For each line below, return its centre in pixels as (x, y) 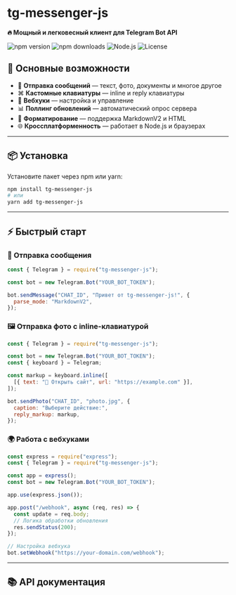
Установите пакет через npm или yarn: (65, 176)
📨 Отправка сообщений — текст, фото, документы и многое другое (120, 85)
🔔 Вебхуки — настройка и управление (76, 100)
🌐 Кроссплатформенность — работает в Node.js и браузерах (111, 126)
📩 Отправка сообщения (50, 255)
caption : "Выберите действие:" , (61, 408)
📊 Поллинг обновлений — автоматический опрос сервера (107, 108)
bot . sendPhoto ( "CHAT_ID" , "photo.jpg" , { (69, 401)
